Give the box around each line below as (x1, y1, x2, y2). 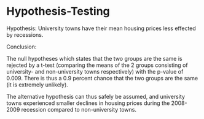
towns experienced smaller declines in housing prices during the (6, 99, 170, 107)
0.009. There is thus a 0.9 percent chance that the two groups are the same (6, 74, 198, 82)
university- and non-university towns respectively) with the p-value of (6, 67, 184, 75)
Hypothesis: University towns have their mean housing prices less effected (6, 25, 197, 32)
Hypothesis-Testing (6, 4, 111, 18)
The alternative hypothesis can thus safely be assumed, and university (6, 93, 186, 100)
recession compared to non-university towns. (21, 106, 137, 113)
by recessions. (6, 31, 44, 38)
